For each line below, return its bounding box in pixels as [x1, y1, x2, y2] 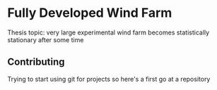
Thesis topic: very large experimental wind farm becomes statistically [7, 28, 210, 37]
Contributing [7, 56, 65, 68]
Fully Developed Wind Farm [7, 5, 172, 21]
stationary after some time [7, 35, 84, 44]
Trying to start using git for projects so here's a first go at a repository [7, 75, 211, 83]
